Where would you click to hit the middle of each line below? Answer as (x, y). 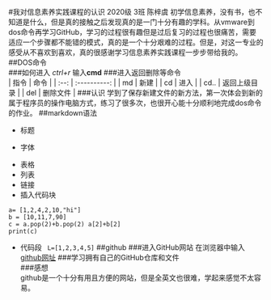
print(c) (23, 231)
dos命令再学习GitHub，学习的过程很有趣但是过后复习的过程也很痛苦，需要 (133, 32)
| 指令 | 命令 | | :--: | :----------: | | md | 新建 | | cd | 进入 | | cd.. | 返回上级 (130, 82)
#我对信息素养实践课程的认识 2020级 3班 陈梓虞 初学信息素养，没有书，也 (132, 12)
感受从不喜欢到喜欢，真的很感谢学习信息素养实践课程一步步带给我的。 (125, 52)
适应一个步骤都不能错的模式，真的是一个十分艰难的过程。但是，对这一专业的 (136, 42)
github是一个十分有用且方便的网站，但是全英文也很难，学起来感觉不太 (137, 278)
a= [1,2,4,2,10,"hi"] (45, 210)
